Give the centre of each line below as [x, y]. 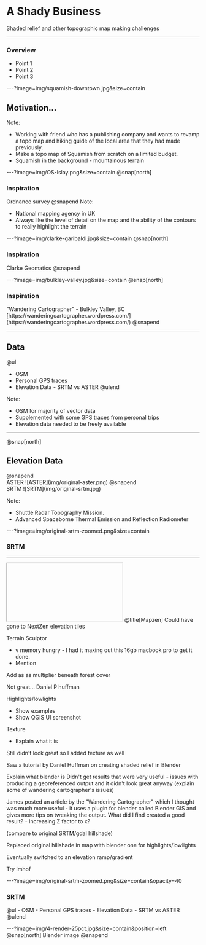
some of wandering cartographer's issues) [60, 790]
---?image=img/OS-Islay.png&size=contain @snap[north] [79, 173]
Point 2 [24, 70]
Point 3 [24, 76]
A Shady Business [54, 11]
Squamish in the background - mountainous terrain [79, 160]
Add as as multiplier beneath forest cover [59, 675]
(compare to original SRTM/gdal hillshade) [60, 833]
